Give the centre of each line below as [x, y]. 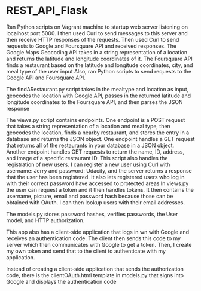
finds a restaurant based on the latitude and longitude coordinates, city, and [100, 65]
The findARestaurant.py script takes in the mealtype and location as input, [98, 89]
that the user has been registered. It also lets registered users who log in [95, 177]
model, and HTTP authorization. [45, 220]
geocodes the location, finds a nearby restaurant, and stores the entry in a [98, 133]
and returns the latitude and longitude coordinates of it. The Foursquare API [99, 59]
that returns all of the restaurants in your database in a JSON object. [90, 145]
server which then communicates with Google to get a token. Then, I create [99, 244]
